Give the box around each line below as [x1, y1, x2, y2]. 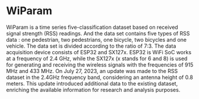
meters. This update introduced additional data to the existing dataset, [6, 80, 178, 87]
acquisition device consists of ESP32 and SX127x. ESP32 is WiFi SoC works [6, 48, 192, 55]
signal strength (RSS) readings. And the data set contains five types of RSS [6, 29, 190, 37]
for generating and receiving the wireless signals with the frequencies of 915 [6, 61, 194, 68]
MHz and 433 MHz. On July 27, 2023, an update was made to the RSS [6, 67, 178, 74]
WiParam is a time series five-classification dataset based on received [6, 24, 178, 31]
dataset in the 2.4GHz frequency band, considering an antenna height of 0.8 [6, 74, 193, 81]
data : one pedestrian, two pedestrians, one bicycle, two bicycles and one [6, 36, 187, 43]
